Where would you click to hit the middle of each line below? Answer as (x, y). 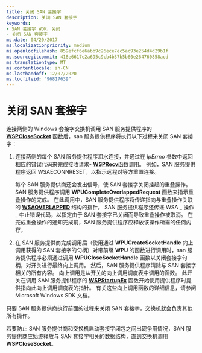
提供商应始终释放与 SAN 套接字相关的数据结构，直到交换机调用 (90, 336)
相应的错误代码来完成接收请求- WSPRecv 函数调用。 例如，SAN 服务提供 (105, 164)
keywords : (19, 23)
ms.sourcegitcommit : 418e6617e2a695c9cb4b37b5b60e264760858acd (87, 57)
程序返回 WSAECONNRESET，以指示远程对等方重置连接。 (87, 172)
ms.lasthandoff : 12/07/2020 (42, 74)
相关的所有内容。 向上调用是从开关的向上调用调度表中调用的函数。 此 (101, 273)
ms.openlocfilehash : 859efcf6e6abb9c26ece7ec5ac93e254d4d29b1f (87, 51)
